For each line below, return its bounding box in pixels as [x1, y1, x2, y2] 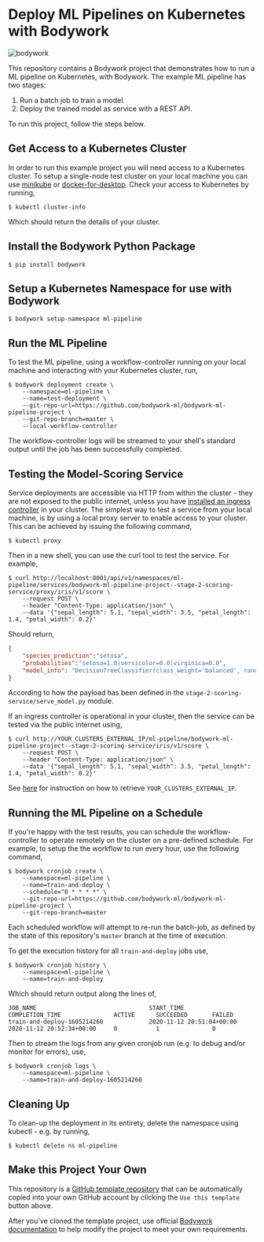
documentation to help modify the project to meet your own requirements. [8, 1224, 248, 1233]
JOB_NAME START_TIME [8, 1004, 185, 1012]
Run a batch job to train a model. [19, 95, 126, 105]
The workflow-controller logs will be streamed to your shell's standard [8, 436, 236, 445]
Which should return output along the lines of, [8, 989, 157, 999]
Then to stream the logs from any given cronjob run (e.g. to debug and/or [8, 1039, 246, 1048]
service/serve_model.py [8, 698, 86, 706]
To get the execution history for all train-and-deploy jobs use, [8, 946, 208, 956]
